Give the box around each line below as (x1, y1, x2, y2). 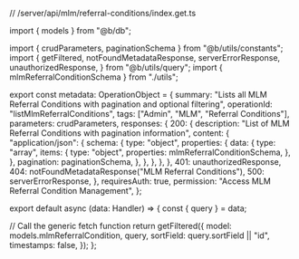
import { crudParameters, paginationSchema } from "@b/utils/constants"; (9, 43, 284, 53)
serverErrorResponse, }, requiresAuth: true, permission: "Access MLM (9, 176, 272, 187)
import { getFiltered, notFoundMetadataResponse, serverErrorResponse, (9, 53, 281, 62)
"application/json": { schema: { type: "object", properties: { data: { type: (9, 138, 276, 148)
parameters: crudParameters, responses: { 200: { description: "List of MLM (9, 118, 290, 129)
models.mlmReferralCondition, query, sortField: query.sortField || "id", (9, 230, 270, 241)
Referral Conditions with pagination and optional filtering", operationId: (9, 99, 274, 110)
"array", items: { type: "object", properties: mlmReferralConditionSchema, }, (9, 147, 292, 158)
